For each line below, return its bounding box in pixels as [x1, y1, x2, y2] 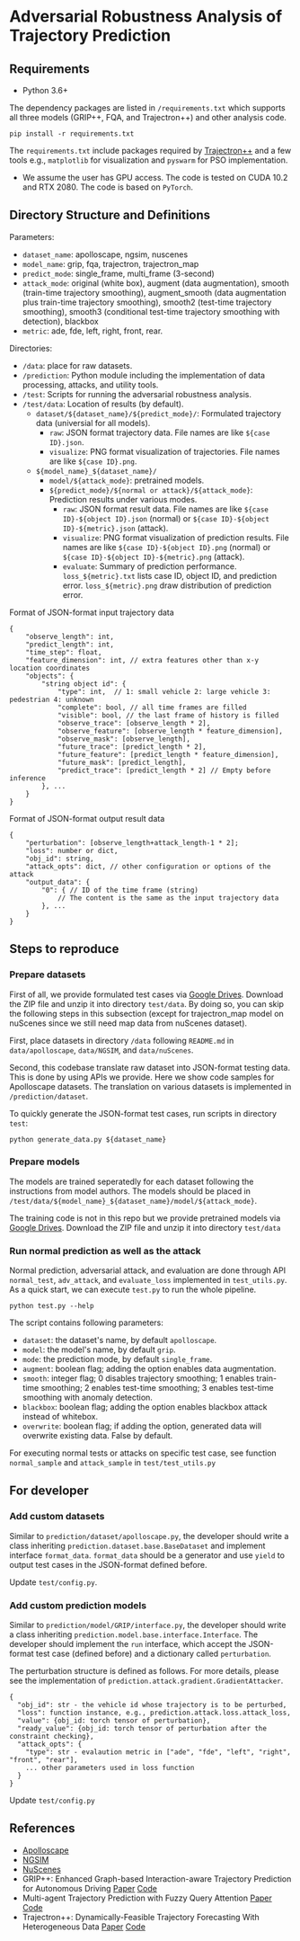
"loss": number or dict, [25, 846, 119, 855]
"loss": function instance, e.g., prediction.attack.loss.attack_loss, [17, 1708, 292, 1718]
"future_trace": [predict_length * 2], [57, 742, 207, 752]
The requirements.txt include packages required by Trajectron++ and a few [9, 146, 292, 156]
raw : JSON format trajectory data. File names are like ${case [49, 427, 270, 438]
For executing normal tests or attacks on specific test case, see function [9, 1447, 277, 1458]
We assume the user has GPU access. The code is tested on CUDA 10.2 [22, 173, 288, 183]
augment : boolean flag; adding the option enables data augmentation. [22, 1364, 277, 1375]
